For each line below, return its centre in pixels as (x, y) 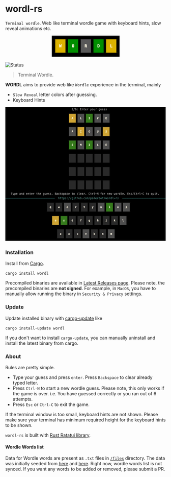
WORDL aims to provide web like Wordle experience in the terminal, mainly (83, 84)
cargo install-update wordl (35, 328)
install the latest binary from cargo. (42, 343)
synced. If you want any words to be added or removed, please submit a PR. (85, 469)
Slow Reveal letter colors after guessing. (55, 94)
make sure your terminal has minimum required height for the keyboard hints (85, 420)
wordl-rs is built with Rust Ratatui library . (48, 435)
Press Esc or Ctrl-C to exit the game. (51, 404)
